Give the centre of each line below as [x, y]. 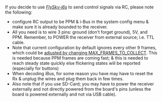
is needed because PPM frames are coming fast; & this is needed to [80, 58]
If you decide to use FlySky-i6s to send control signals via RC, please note [80, 7]
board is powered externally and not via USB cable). [64, 94]
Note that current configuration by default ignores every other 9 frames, [84, 48]
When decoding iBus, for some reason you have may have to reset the [82, 73]
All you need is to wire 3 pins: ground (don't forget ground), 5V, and [80, 32]
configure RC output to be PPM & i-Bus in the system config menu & [80, 22]
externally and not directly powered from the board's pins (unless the [81, 89]
